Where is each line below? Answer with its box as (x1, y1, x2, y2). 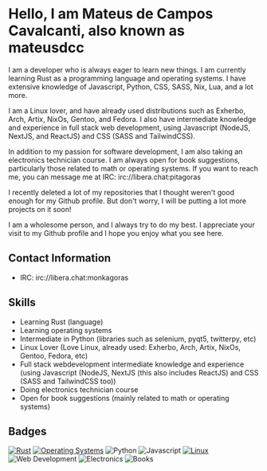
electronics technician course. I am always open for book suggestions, (8, 155, 241, 164)
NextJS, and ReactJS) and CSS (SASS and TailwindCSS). (8, 131, 195, 140)
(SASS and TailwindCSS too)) (19, 376, 116, 386)
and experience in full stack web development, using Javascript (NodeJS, (8, 123, 251, 132)
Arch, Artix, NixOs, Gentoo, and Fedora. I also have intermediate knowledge (8, 114, 257, 124)
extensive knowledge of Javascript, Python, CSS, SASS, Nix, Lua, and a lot (8, 81, 253, 92)
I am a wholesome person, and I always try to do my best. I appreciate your (8, 220, 255, 230)
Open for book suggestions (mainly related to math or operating (19, 393, 230, 402)
